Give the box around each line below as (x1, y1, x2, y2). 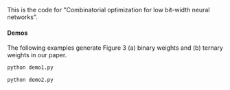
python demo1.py (7, 64, 54, 71)
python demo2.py (7, 76, 54, 84)
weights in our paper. (7, 51, 67, 59)
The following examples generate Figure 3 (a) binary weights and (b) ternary (7, 44, 223, 52)
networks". (7, 13, 38, 21)
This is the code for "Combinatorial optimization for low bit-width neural (7, 6, 210, 14)
